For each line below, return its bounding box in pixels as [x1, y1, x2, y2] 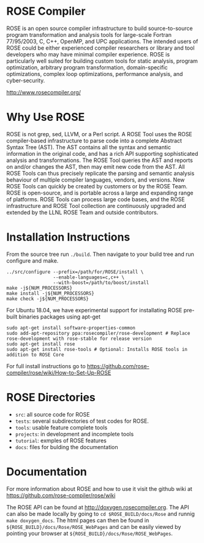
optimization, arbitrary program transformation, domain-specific [6, 63, 168, 71]
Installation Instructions [6, 230, 130, 244]
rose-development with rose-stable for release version [6, 336, 152, 342]
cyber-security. [6, 77, 45, 84]
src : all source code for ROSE [15, 410, 90, 418]
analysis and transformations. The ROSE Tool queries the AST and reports [6, 156, 193, 164]
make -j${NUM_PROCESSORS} [6, 285, 72, 291]
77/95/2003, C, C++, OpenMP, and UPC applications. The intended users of [6, 37, 198, 45]
